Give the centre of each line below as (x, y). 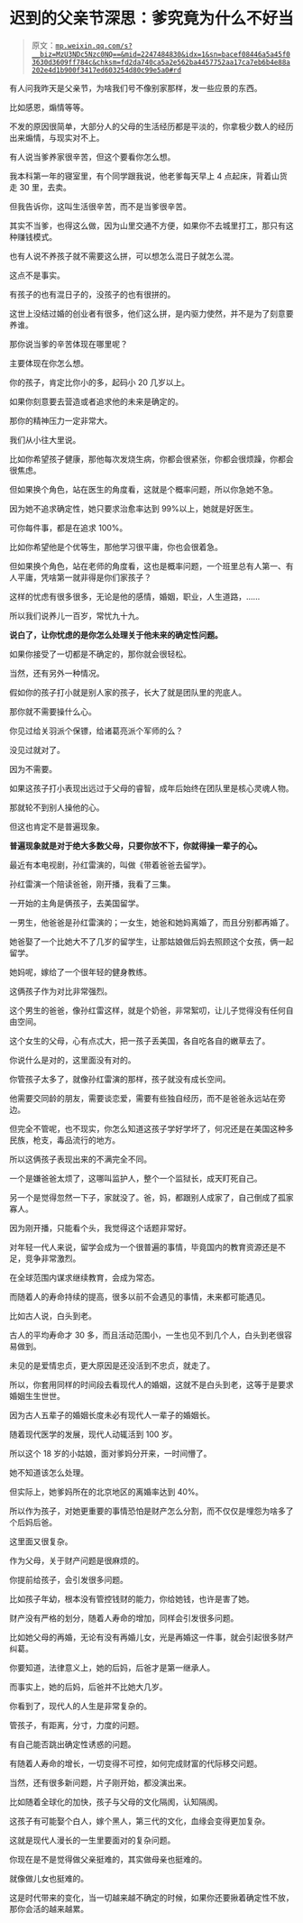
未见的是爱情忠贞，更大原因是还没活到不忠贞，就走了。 (112, 1365)
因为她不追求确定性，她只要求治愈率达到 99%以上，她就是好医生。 (134, 508)
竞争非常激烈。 (53, 1258)
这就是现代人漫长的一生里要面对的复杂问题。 (92, 1840)
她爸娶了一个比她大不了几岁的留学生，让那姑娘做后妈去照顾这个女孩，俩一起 (151, 941)
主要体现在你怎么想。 (49, 363)
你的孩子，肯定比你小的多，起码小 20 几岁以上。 (100, 382)
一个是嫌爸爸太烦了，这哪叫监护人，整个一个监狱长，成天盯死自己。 (136, 1178)
